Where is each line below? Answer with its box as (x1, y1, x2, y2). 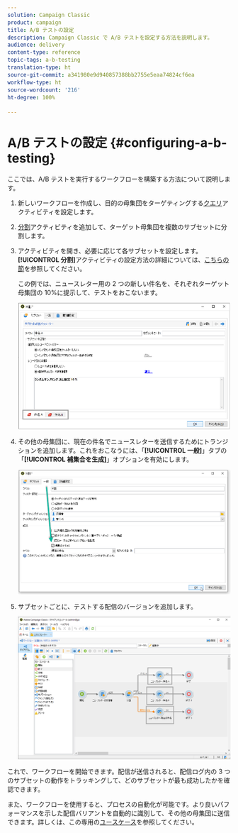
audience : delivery (7, 41, 65, 49)
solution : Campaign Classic (7, 11, 91, 18)
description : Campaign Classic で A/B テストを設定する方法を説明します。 (7, 34, 213, 41)
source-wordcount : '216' (7, 86, 81, 94)
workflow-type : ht (7, 79, 62, 86)
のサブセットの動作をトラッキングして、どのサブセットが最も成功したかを (7, 776, 225, 785)
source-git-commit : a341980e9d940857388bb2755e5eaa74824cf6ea (7, 71, 195, 78)
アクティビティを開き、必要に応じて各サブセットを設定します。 (17, 247, 203, 255)
